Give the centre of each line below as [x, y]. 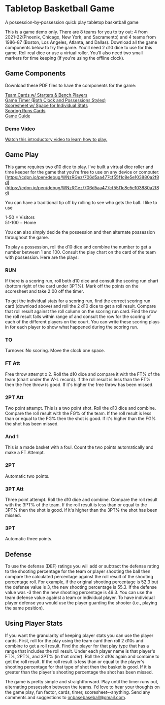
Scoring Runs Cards [25, 110]
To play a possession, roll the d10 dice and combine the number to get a [78, 247]
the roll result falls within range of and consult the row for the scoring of [78, 317]
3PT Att [14, 489]
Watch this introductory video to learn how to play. [56, 140]
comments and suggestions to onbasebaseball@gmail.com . [66, 697]
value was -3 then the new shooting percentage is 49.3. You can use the [79, 593]
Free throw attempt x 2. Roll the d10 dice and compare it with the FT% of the [82, 374]
